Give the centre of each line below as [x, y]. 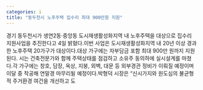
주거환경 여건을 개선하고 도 [44, 81]
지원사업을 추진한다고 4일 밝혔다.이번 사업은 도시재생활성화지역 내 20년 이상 [96, 43]
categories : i [24, 12]
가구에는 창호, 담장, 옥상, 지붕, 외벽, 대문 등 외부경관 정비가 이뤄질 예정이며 [107, 66]
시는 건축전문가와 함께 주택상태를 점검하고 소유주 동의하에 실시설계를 [100, 58]
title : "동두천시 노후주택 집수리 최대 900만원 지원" [64, 18]
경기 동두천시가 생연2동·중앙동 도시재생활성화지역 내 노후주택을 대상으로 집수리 [99, 35]
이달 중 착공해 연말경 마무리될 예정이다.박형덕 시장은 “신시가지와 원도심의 [92, 73]
